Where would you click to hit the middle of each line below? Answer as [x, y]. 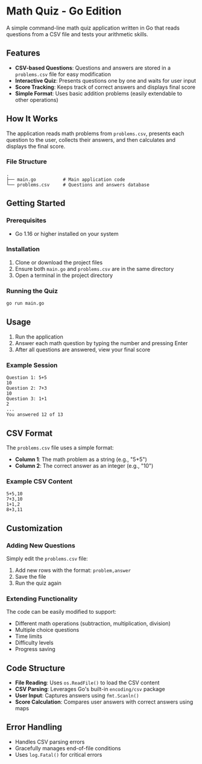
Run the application [39, 337]
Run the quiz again [38, 583]
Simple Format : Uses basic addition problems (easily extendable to [99, 93]
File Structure [27, 162]
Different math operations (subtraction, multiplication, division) [93, 623]
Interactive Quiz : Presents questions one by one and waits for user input [106, 80]
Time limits [28, 636]
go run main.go [25, 304]
